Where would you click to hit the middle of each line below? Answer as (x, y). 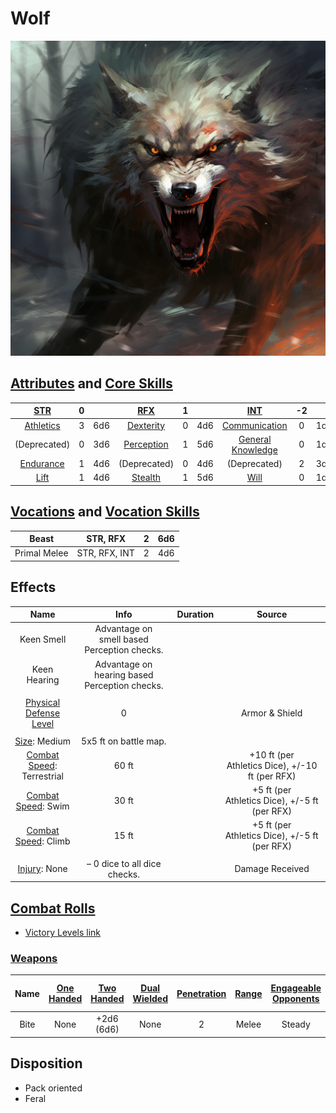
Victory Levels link (62, 933)
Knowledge (254, 449)
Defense (43, 713)
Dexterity (146, 425)
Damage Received (272, 869)
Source (272, 614)
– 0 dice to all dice (124, 863)
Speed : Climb (42, 841)
